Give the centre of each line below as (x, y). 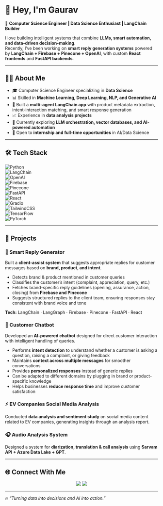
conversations (26, 365)
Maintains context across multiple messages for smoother (71, 360)
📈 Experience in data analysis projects (52, 115)
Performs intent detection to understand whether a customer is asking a (85, 350)
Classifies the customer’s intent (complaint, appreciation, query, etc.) (81, 282)
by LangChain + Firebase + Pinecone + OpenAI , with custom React (73, 53)
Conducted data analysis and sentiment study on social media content (77, 416)
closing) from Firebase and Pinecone (49, 293)
